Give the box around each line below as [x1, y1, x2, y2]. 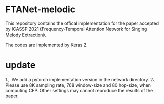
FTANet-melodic [5, 4, 76, 15]
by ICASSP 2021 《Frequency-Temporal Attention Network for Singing [5, 26, 147, 32]
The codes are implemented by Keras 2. [5, 42, 88, 48]
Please [5, 82, 20, 88]
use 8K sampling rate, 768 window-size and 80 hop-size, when [20, 82, 151, 88]
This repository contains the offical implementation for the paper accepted [5, 20, 159, 26]
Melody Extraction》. [5, 32, 47, 38]
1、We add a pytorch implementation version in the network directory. [5, 76, 149, 82]
